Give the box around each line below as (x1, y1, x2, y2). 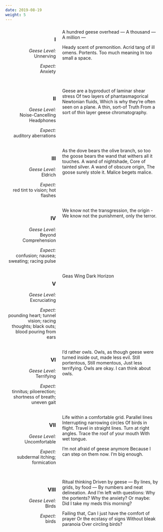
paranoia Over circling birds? (62, 521, 123, 527)
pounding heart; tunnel (8, 312, 56, 318)
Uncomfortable (24, 438, 56, 444)
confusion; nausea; (16, 253, 56, 259)
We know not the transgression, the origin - (62, 207, 153, 214)
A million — (62, 34, 86, 40)
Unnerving (34, 53, 56, 59)
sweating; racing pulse (8, 258, 56, 264)
